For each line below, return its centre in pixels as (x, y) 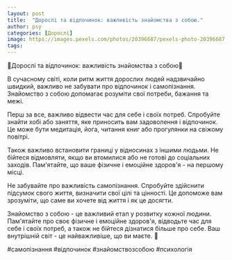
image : (17, 40)
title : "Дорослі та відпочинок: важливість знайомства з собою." (105, 20)
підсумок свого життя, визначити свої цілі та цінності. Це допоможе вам (115, 193)
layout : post (26, 14)
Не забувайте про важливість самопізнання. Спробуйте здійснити (106, 185)
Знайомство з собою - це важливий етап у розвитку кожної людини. (109, 214)
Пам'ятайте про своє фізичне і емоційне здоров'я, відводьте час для (109, 221)
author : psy (24, 26)
